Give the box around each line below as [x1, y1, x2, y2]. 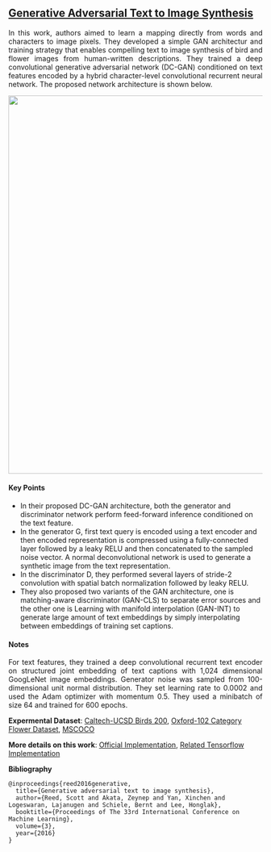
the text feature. [19, 518, 74, 528]
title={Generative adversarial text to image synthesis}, [15, 787, 215, 796]
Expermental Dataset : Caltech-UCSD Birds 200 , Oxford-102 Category [8, 716, 242, 725]
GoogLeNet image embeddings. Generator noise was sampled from [8, 674, 244, 684]
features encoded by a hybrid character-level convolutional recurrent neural [8, 70, 263, 80]
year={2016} [15, 829, 56, 837]
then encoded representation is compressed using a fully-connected [19, 536, 248, 545]
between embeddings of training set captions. [19, 621, 173, 631]
